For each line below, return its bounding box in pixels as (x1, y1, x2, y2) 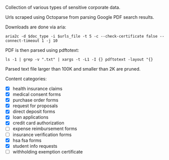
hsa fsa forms (12, 137, 42, 143)
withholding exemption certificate (12, 148, 83, 154)
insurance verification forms (12, 132, 72, 138)
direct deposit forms (12, 109, 55, 115)
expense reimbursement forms (12, 125, 77, 132)
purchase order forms (12, 97, 58, 103)
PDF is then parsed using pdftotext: (5, 47, 80, 53)
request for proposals (12, 103, 58, 109)
